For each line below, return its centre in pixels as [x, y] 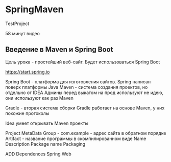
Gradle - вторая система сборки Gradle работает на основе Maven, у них [85, 108]
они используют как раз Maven [40, 98]
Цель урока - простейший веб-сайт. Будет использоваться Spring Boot [83, 62]
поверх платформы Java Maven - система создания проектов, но [77, 87]
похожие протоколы [27, 113]
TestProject [17, 24]
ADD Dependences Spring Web [38, 154]
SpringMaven [34, 9]
